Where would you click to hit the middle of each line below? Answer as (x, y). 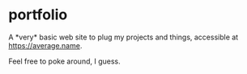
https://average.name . (45, 45)
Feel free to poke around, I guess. (64, 61)
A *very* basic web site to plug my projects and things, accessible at (123, 37)
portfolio (38, 15)
